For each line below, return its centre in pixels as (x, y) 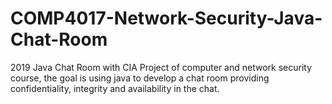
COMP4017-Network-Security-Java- (166, 18)
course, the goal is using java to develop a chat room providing (140, 78)
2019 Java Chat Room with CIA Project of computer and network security (161, 67)
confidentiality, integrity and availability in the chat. (115, 88)
